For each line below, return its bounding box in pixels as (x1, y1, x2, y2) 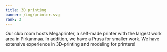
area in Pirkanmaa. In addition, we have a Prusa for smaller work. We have (5, 36, 160, 42)
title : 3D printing (5, 7, 47, 13)
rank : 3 (5, 17, 22, 22)
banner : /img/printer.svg (5, 12, 60, 17)
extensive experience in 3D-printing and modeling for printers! (5, 41, 136, 47)
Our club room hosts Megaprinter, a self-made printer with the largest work (5, 31, 162, 37)
